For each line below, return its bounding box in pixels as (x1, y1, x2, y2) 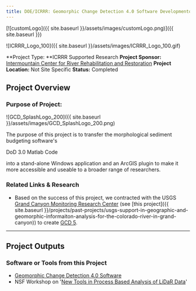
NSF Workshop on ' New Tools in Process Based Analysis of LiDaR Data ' (14, 278, 188, 285)
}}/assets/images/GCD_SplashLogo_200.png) (6, 120, 116, 127)
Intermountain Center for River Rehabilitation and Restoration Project (6, 60, 171, 67)
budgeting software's (6, 137, 58, 144)
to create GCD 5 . (37, 219, 78, 226)
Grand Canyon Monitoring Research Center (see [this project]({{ (14, 200, 169, 207)
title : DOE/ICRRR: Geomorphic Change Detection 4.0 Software (6, 8, 158, 15)
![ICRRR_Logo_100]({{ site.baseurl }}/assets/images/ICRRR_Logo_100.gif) (6, 42, 181, 49)
